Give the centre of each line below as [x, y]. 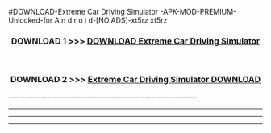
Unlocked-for [31, 20]
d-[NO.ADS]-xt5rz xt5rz [128, 20]
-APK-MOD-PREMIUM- [198, 12]
